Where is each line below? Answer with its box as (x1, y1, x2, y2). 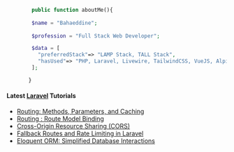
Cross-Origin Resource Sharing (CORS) (16, 121, 131, 130)
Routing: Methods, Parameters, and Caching (16, 107, 145, 115)
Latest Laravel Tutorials (6, 92, 76, 100)
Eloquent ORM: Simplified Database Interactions (16, 136, 155, 145)
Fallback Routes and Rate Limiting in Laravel (16, 129, 144, 137)
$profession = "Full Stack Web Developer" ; (31, 32, 160, 40)
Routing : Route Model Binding (16, 115, 104, 123)
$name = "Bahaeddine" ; (31, 19, 98, 26)
